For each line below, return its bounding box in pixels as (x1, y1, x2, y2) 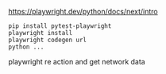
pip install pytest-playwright (8, 22, 112, 30)
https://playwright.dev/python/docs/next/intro (8, 7, 158, 16)
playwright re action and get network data (8, 57, 145, 66)
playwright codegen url (8, 36, 87, 44)
